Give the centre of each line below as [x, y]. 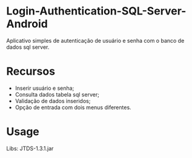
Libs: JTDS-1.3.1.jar [30, 148]
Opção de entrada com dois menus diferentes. [73, 107]
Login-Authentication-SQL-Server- [96, 11]
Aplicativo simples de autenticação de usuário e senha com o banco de [95, 40]
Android [27, 24]
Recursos [31, 71]
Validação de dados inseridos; [53, 101]
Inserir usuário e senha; [45, 88]
